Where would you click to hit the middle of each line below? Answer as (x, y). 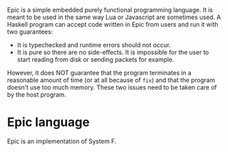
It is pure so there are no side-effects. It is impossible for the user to (113, 52)
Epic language (49, 122)
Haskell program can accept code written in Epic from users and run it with (113, 24)
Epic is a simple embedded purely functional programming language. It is (110, 10)
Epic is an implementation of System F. (62, 141)
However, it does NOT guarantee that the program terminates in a (99, 73)
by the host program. (37, 94)
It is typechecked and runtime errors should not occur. (94, 45)
